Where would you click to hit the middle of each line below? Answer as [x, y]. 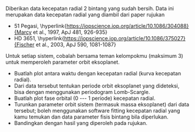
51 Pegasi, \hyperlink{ [40, 26]
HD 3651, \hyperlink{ [39, 38]
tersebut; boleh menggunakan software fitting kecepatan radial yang [97, 111]
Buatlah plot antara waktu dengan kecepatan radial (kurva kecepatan [97, 73]
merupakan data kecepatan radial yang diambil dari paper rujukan [85, 15]
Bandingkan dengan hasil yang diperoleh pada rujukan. [80, 123]
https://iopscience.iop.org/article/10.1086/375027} [125, 38]
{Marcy [23, 32]
